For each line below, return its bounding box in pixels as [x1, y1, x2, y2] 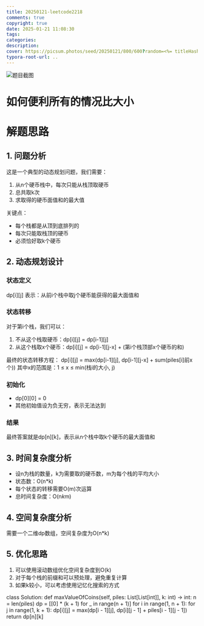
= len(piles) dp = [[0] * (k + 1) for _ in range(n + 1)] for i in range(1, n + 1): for [6, 600, 195, 607]
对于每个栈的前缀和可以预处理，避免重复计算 [15, 574, 127, 581]
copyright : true [6, 20, 47, 26]
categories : [6, 37, 36, 43]
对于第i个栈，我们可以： [6, 323, 67, 330]
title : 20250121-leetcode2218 [6, 8, 83, 15]
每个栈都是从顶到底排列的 [15, 222, 80, 229]
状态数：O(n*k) [15, 477, 53, 485]
